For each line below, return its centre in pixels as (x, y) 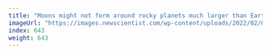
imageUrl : (25, 23)
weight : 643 (28, 38)
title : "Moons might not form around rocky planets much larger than (128, 15)
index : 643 (27, 30)
